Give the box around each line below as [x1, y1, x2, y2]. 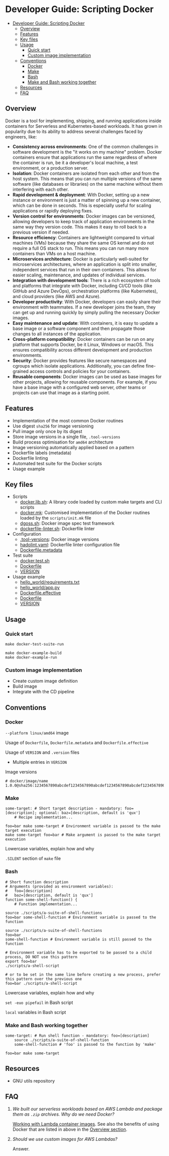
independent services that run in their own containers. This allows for [12, 266, 157, 272]
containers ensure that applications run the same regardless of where [12, 154, 157, 160]
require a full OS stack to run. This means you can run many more [12, 245, 149, 251]
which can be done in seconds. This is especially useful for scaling [12, 202, 152, 208]
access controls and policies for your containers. [29, 368, 131, 374]
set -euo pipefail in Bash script [5, 999, 73, 1005]
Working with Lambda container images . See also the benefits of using [12, 1121, 159, 1127]
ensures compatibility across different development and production [12, 346, 152, 353]
